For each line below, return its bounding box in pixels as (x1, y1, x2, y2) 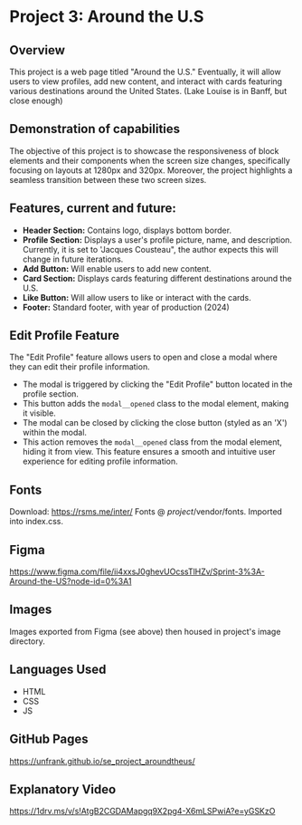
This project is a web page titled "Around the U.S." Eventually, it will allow (9, 66, 282, 77)
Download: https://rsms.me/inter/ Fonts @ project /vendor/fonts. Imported (9, 506, 283, 517)
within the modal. (22, 427, 88, 438)
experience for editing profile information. (22, 456, 178, 467)
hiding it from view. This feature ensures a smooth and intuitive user (22, 446, 276, 457)
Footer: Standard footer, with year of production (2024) (22, 302, 231, 312)
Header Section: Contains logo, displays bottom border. (22, 225, 232, 235)
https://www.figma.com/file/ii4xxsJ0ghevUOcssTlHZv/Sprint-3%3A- (9, 566, 265, 577)
